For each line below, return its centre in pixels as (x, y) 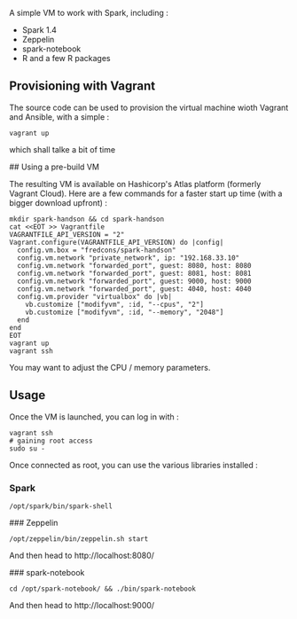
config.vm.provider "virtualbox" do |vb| (95, 296)
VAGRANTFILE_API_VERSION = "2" (67, 234)
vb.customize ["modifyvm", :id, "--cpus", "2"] (114, 304)
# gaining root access (51, 441)
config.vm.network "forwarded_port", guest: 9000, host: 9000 (134, 281)
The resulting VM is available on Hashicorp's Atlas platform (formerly (135, 184)
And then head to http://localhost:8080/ (82, 555)
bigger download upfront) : (59, 202)
